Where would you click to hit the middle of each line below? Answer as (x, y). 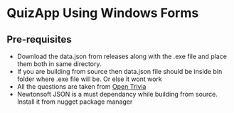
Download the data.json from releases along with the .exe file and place (122, 56)
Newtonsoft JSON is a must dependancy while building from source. (117, 94)
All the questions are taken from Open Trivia (81, 86)
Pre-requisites (39, 39)
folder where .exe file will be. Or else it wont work (89, 79)
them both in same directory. (59, 64)
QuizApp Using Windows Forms (103, 13)
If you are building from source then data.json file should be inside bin (119, 71)
